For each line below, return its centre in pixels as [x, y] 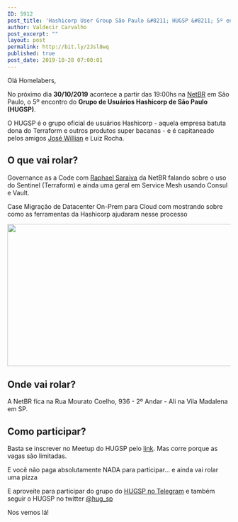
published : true [31, 54]
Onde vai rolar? [42, 384]
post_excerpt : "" [33, 34]
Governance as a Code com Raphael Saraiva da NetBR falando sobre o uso [117, 178]
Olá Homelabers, [32, 80]
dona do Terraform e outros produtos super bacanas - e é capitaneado [111, 130]
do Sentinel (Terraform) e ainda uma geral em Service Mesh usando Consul [118, 185]
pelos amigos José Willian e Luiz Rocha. [66, 138]
